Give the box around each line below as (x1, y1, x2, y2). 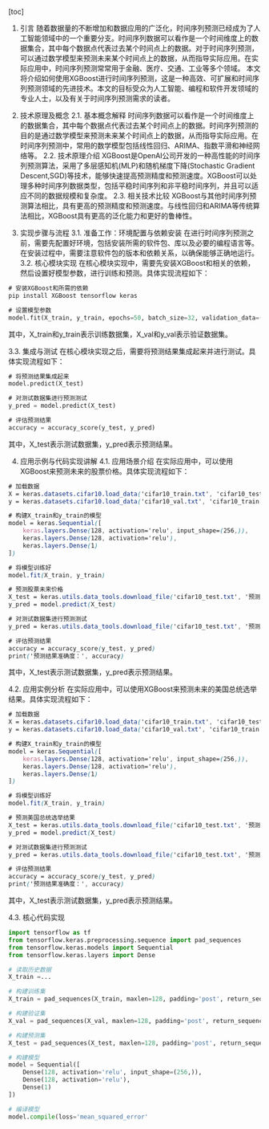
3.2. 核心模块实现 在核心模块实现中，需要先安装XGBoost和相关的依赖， (19, 259, 255, 267)
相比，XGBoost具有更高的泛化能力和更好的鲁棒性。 (26, 211, 197, 220)
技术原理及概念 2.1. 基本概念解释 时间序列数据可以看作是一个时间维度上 (19, 111, 255, 120)
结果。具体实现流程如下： (8, 695, 93, 704)
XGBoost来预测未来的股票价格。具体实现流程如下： (19, 466, 190, 476)
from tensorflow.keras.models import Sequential (8, 944, 174, 952)
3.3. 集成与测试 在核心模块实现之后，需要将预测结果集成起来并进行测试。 (8, 346, 250, 356)
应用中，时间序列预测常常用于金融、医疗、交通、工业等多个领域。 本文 (26, 63, 261, 73)
